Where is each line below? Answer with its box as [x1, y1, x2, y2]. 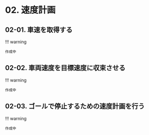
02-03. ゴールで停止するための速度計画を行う [5, 102, 145, 110]
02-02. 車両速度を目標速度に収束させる [5, 64, 125, 72]
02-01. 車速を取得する [5, 26, 73, 34]
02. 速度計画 [5, 4, 56, 16]
